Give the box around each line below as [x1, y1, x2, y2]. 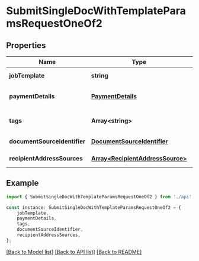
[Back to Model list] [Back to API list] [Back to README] [6, 248, 142, 255]
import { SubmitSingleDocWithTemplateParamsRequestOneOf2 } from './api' [6, 194, 192, 199]
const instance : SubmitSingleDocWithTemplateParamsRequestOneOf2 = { [6, 204, 182, 211]
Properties [6, 40, 46, 50]
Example [6, 178, 39, 188]
